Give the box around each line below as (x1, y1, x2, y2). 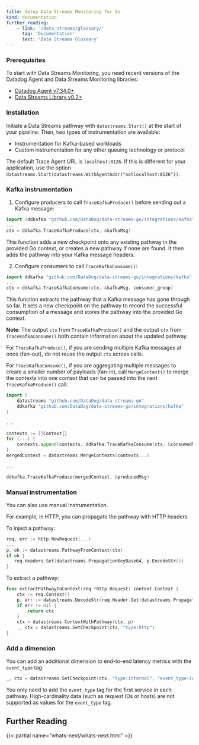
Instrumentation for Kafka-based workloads (14, 140, 122, 147)
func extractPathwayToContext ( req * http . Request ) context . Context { (6, 586, 179, 592)
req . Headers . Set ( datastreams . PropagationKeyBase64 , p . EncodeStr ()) (14, 558, 184, 564)
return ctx (27, 608, 54, 614)
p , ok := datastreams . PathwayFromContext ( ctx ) (6, 547, 123, 553)
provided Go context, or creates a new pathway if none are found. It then (6, 244, 184, 252)
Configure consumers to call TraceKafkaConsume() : (14, 262, 138, 269)
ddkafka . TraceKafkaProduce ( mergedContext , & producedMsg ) (6, 474, 150, 480)
